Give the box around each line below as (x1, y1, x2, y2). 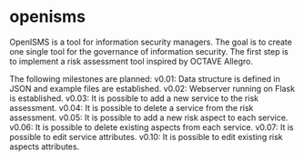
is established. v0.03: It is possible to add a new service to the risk (9, 93, 259, 104)
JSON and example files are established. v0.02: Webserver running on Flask (9, 83, 296, 94)
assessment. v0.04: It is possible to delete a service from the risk (9, 102, 254, 113)
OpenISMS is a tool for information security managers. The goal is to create (9, 36, 293, 47)
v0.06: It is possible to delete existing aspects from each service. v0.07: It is (9, 121, 294, 133)
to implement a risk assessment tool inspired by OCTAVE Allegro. (9, 55, 253, 66)
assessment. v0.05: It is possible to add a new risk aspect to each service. (9, 112, 289, 123)
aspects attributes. (9, 141, 80, 152)
